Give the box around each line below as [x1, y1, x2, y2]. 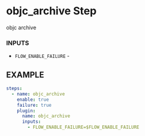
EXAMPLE [6, 70, 45, 80]
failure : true [17, 102, 52, 108]
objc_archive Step [6, 4, 97, 18]
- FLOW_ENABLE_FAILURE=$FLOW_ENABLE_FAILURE [27, 124, 140, 131]
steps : [6, 85, 23, 92]
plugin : [17, 107, 36, 114]
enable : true [17, 97, 49, 103]
